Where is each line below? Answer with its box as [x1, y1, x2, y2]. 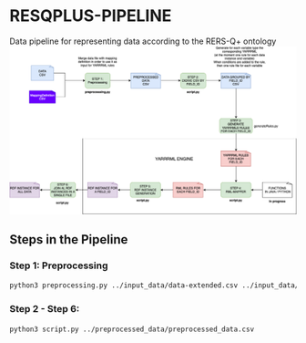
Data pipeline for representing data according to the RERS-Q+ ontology [9, 36, 277, 47]
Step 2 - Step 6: [9, 303, 80, 316]
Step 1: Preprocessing [9, 259, 108, 272]
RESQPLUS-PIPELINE [9, 5, 172, 26]
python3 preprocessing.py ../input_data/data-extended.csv [9, 281, 239, 290]
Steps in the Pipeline [9, 232, 128, 247]
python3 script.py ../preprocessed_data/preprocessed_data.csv [9, 325, 255, 334]
